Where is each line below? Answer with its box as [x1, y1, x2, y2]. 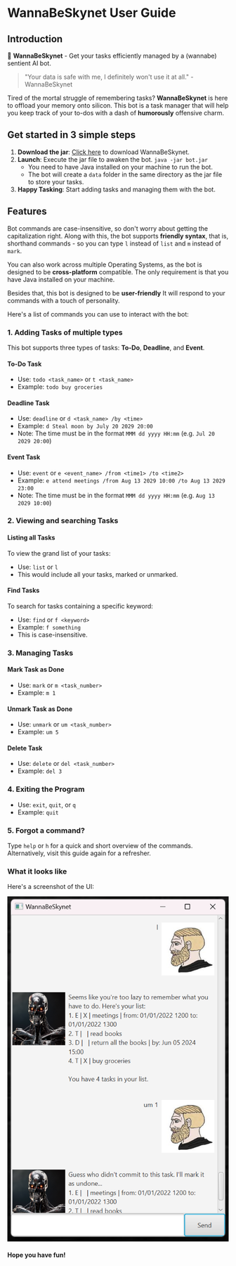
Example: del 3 [17, 767, 62, 775]
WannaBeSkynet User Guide [7, 5, 176, 21]
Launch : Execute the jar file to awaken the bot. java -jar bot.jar [17, 155, 209, 163]
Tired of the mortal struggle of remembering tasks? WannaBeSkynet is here [7, 94, 228, 102]
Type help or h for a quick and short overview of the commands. [7, 841, 193, 850]
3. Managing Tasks [7, 648, 74, 658]
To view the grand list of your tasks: [7, 549, 111, 557]
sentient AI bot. [7, 59, 51, 68]
